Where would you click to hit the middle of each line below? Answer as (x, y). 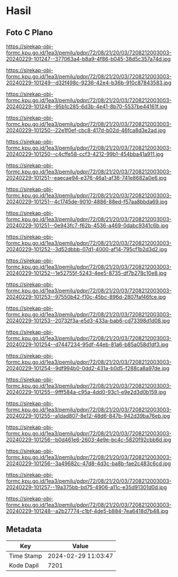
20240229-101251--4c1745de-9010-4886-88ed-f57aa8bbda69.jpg (87, 202)
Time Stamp (26, 556)
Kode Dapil (24, 565)
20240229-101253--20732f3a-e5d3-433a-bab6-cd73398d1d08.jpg (88, 321)
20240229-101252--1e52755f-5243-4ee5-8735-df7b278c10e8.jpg (86, 273)
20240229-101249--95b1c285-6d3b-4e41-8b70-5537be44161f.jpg (87, 106)
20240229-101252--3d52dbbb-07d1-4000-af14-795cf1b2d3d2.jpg (87, 249)
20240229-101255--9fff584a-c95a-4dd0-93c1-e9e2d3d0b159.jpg (86, 392)
